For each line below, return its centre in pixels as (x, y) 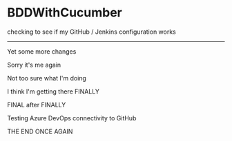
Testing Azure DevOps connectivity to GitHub (72, 118)
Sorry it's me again (34, 65)
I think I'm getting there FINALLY (54, 91)
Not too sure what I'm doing (47, 78)
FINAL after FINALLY (37, 105)
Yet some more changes (42, 51)
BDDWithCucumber (65, 13)
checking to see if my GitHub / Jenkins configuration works (91, 32)
